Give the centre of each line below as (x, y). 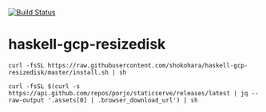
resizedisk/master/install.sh (59, 72)
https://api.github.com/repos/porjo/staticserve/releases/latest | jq (128, 93)
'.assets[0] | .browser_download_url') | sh (123, 100)
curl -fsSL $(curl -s (44, 86)
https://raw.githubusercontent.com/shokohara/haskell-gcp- (148, 65)
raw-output (26, 100)
